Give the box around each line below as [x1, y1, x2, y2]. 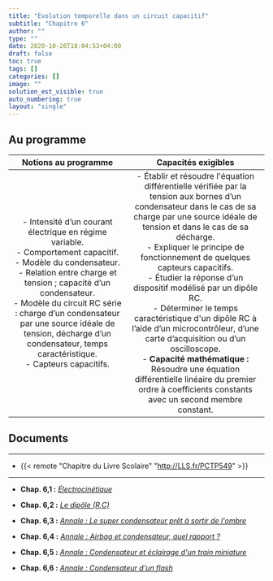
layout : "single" [8, 102, 67, 111]
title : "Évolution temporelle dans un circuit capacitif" [8, 11, 209, 20]
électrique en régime [28, 226, 107, 237]
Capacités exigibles [156, 156, 235, 167]
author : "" [8, 27, 45, 35]
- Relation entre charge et [17, 267, 118, 278]
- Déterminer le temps [153, 302, 238, 314]
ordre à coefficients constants [137, 384, 253, 395]
